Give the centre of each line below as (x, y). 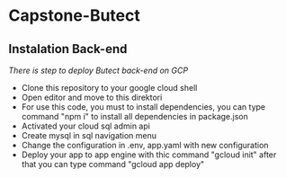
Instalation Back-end (68, 49)
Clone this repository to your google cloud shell (109, 88)
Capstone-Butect (75, 16)
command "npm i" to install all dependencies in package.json (134, 116)
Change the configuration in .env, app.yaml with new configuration (145, 145)
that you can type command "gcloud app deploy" (113, 164)
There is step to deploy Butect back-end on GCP (98, 70)
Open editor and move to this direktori (92, 97)
